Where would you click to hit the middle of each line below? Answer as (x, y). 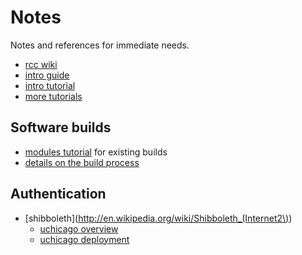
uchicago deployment (84, 239)
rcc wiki (41, 64)
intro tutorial (50, 85)
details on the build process (82, 162)
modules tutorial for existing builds (96, 152)
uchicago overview (79, 228)
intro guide (47, 75)
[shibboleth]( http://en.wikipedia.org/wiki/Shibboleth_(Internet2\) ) (158, 218)
